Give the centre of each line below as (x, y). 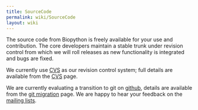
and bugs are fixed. (30, 59)
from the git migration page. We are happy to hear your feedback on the (94, 94)
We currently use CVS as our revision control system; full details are (89, 70)
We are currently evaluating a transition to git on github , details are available (99, 88)
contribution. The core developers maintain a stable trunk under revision (95, 46)
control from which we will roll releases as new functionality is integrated (95, 52)
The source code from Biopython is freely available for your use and (90, 40)
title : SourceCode (29, 12)
